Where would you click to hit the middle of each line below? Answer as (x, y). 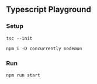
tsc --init (19, 38)
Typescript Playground (49, 10)
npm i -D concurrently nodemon (44, 48)
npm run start (23, 75)
